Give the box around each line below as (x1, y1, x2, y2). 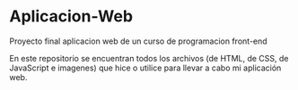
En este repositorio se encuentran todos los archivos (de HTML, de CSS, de (9, 53, 289, 63)
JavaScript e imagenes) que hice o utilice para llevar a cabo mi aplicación (9, 62, 282, 73)
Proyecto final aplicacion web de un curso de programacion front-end (9, 36, 267, 46)
